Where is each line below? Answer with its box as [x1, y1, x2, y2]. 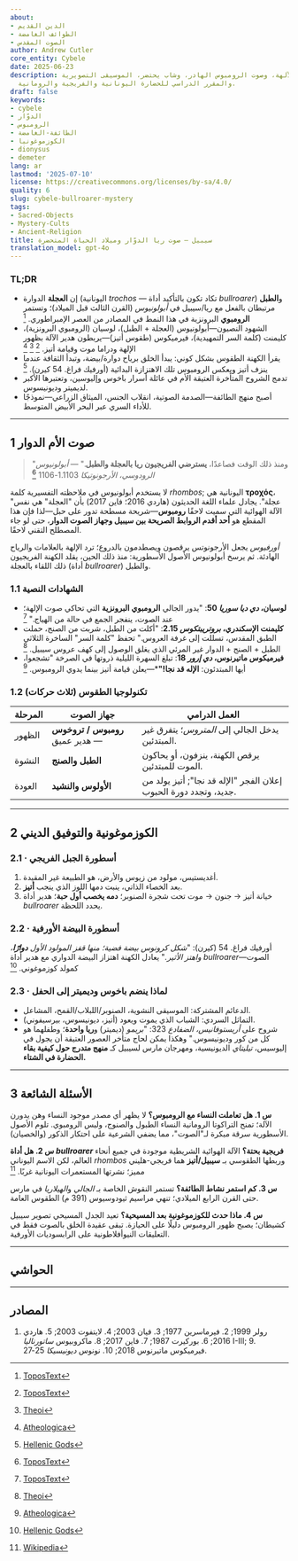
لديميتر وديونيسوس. [22, 382, 88, 393]
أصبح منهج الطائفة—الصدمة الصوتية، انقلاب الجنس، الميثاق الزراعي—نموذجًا [22, 392, 272, 402]
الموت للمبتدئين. [141, 760, 203, 772]
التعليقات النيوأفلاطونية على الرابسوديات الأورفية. [10, 1229, 171, 1239]
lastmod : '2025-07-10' [10, 169, 94, 178]
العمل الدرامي [187, 708, 240, 721]
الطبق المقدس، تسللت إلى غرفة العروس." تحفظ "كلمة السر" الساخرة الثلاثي [22, 632, 277, 643]
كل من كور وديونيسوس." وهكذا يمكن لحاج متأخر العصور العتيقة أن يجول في [22, 1034, 271, 1044]
